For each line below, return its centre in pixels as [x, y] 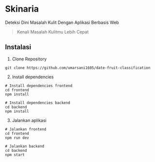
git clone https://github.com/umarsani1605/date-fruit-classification [78, 68]
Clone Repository [29, 59]
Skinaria [22, 9]
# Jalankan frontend [26, 129]
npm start [15, 155]
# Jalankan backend [25, 146]
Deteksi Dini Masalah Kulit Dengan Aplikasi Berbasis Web [62, 22]
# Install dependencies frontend [39, 86]
